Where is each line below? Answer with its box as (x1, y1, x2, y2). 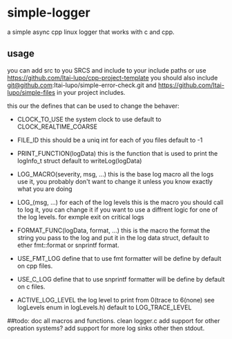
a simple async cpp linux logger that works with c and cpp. (7, 28, 175, 36)
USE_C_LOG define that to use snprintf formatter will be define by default (17, 275, 225, 283)
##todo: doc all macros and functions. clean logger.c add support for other (7, 316, 220, 324)
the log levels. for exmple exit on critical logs (17, 212, 144, 221)
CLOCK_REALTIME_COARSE (17, 122, 98, 131)
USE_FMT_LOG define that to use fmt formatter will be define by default (17, 254, 222, 262)
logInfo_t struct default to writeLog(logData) (17, 156, 142, 165)
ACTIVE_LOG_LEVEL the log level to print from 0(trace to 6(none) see (17, 295, 215, 304)
